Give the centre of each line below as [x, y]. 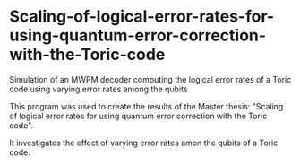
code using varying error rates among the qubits [99, 89]
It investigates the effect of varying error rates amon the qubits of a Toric [144, 143]
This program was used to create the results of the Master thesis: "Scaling [146, 106]
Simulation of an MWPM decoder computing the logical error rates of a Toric [150, 79]
